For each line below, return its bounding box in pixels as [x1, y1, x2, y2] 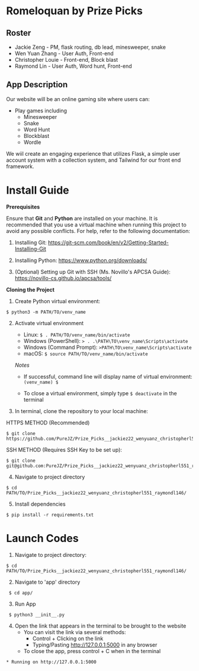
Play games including [14, 107, 67, 114]
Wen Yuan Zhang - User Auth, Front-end [14, 50, 114, 57]
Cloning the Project [6, 286, 55, 293]
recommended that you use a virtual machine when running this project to [6, 221, 187, 228]
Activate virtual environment [14, 319, 84, 326]
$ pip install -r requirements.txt [6, 512, 94, 518]
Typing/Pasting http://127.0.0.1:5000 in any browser [32, 641, 158, 648]
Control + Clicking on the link [32, 635, 104, 642]
